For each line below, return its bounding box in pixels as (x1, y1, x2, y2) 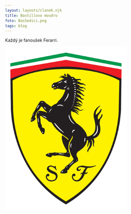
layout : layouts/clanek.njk (5, 8, 62, 13)
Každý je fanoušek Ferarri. (5, 37, 58, 43)
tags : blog (5, 23, 27, 28)
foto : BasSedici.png (5, 18, 47, 23)
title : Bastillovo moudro (5, 13, 57, 18)
